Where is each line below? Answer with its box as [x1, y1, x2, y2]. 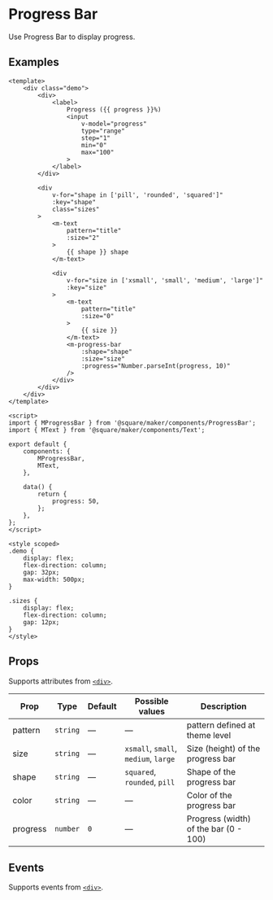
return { [37, 490, 67, 498]
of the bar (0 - [186, 823, 242, 834]
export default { [8, 440, 67, 448]
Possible [134, 695, 169, 706]
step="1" [80, 133, 111, 142]
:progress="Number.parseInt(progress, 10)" [80, 361, 231, 370]
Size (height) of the [186, 742, 261, 754]
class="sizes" [51, 205, 100, 213]
